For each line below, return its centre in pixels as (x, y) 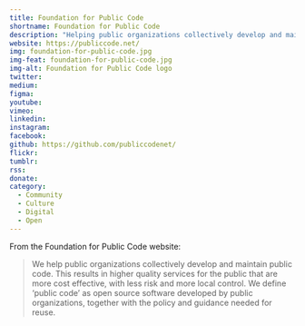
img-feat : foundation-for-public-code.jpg (91, 60)
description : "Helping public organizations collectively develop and (146, 35)
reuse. (44, 312)
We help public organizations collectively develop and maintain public (162, 263)
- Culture (36, 204)
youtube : (26, 102)
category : (28, 187)
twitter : (26, 77)
